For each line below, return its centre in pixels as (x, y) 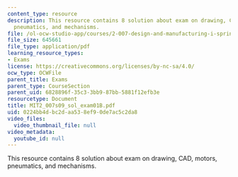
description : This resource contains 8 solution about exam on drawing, (117, 20)
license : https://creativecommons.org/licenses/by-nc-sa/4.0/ (101, 66)
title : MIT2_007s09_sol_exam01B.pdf (61, 106)
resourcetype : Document (42, 99)
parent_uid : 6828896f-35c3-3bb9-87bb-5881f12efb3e (84, 92)
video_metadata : (31, 132)
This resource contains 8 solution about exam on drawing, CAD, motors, (112, 159)
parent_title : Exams (38, 79)
